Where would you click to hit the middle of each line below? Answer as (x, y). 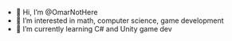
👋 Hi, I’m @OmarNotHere (57, 12)
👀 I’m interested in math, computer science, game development (120, 20)
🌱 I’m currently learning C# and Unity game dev (94, 29)
